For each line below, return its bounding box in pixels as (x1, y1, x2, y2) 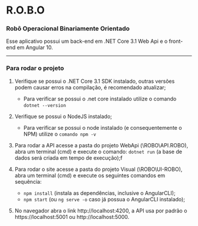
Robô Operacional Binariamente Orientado (6, 25, 130, 33)
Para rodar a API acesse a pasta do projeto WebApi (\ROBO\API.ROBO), (14, 141, 189, 149)
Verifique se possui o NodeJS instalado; (14, 113, 112, 120)
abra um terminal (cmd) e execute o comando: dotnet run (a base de (14, 148, 183, 155)
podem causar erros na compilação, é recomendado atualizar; (14, 83, 166, 91)
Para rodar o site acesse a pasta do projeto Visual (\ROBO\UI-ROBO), (14, 166, 183, 173)
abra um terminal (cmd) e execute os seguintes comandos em (14, 171, 166, 179)
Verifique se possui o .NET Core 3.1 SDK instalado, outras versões (14, 77, 175, 85)
